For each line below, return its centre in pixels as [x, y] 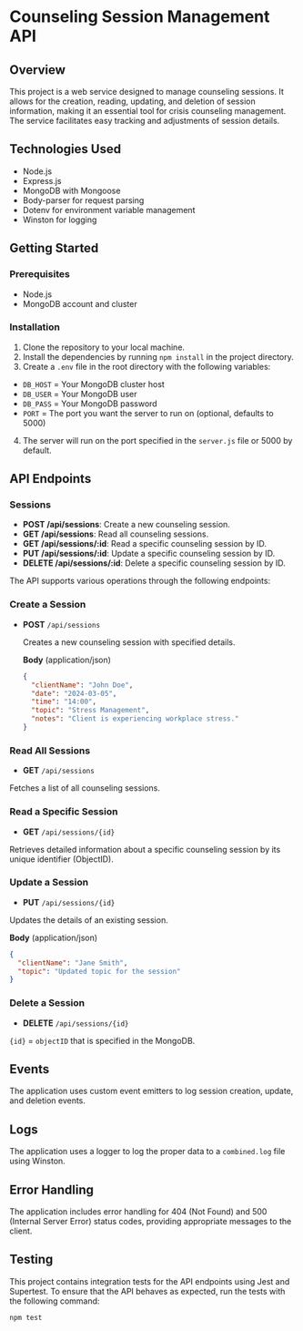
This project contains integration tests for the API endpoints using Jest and [150, 1281]
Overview [38, 70]
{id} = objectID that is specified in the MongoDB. [102, 1040]
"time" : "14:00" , [64, 702]
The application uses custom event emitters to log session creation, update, [151, 1091]
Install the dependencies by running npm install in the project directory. [158, 356]
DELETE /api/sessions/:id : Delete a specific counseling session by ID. [154, 563]
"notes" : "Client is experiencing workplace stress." [135, 719]
